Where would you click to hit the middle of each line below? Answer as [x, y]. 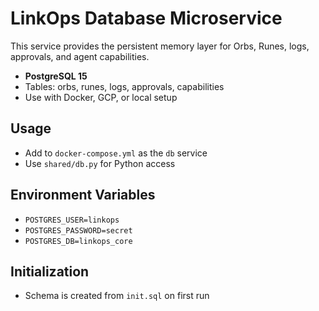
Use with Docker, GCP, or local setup [101, 97]
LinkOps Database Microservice [146, 18]
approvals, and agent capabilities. [80, 56]
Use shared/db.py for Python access [100, 163]
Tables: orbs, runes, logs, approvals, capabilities [124, 86]
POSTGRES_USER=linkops [72, 220]
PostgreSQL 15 [56, 76]
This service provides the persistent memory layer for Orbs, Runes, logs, [160, 46]
